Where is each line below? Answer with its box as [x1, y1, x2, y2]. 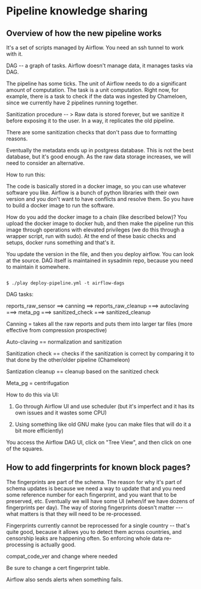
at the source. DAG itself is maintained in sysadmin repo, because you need [6, 257, 193, 264]
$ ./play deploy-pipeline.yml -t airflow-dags [6, 280, 125, 286]
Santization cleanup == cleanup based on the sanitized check [6, 368, 159, 375]
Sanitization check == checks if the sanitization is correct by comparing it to [6, 350, 195, 357]
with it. [6, 50, 23, 58]
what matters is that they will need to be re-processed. [6, 510, 142, 517]
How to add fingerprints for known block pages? [6, 462, 191, 473]
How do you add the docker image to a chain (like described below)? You [6, 214, 187, 220]
